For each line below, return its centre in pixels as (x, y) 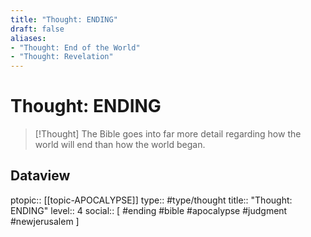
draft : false (37, 29)
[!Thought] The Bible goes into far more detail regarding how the (168, 134)
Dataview (40, 176)
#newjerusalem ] (45, 221)
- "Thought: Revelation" (62, 57)
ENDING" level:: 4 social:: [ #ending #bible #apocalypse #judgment (149, 210)
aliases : (28, 38)
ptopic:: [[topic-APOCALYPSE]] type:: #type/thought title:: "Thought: (151, 200)
